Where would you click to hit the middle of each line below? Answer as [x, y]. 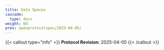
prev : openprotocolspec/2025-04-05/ [43, 28]
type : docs [21, 19]
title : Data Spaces [26, 10]
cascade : [14, 14]
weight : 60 [17, 24]
